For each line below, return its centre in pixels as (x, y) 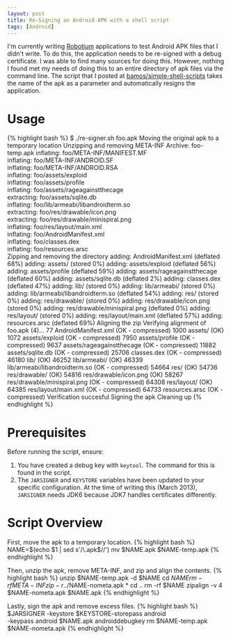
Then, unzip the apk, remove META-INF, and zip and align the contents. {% (115, 571)
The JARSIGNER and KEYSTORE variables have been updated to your (111, 480)
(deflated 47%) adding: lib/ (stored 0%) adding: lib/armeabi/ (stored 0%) (111, 286)
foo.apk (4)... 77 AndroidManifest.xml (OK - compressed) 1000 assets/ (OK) (115, 331)
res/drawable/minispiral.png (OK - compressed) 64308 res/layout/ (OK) (110, 382)
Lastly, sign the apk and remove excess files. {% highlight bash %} (103, 606)
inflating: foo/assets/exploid (47, 175)
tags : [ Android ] (31, 26)
